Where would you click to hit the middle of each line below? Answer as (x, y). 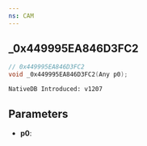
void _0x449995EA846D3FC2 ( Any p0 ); (68, 75)
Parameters (38, 114)
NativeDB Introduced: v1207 (56, 90)
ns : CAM (21, 16)
